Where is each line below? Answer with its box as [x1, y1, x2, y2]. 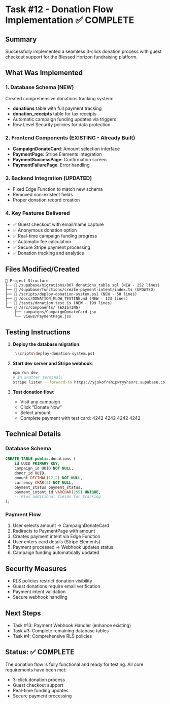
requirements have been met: [5, 666, 67, 672]
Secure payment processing [12, 693, 72, 699]
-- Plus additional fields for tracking [14, 494, 101, 500]
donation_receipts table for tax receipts [12, 110, 97, 116]
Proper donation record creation [12, 197, 80, 203]
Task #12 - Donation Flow [5, 4, 114, 15]
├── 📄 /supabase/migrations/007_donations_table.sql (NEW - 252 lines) [5, 283, 160, 288]
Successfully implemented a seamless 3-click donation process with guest [5, 48, 162, 54]
